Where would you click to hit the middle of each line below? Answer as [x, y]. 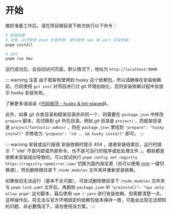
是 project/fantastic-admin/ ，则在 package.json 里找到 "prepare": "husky [85, 127]
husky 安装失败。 [29, 93]
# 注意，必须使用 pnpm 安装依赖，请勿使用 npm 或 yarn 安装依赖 [67, 40]
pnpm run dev [19, 59]
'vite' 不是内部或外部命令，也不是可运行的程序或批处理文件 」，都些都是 [90, 151]
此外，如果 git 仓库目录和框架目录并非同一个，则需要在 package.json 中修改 [85, 114]
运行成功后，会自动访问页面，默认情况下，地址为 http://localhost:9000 [81, 69]
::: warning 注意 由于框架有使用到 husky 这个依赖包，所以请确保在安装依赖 [83, 80]
